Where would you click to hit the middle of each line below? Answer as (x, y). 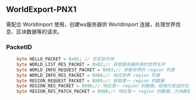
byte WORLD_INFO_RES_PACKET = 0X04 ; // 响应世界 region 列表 (88, 75)
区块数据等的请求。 (39, 31)
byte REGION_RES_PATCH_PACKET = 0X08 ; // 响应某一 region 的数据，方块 (100, 92)
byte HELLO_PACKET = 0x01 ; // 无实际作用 (65, 59)
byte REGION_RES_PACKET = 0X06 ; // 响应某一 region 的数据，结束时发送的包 (103, 86)
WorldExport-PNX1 (41, 10)
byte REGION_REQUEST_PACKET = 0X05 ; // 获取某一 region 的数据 (91, 81)
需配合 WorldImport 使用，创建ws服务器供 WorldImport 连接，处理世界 (91, 24)
